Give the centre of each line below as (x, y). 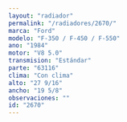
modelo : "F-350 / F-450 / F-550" (64, 38)
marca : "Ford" (32, 31)
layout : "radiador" (41, 16)
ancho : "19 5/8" (35, 90)
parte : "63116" (34, 68)
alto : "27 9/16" (35, 83)
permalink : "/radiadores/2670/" (62, 23)
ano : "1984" (28, 46)
